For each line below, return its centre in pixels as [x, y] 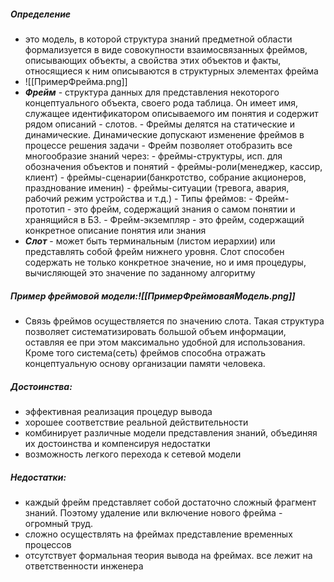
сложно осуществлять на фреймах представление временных [158, 534]
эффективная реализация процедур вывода [118, 411]
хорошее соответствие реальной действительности [136, 422]
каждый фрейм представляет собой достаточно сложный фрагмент [170, 502]
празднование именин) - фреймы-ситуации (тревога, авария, [157, 187]
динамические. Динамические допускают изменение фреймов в [164, 134]
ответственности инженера [84, 566]
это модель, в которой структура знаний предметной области [158, 39]
